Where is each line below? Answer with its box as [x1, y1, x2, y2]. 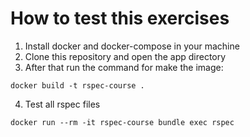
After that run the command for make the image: [24, 61, 224, 73]
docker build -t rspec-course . [10, 80, 145, 91]
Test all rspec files [24, 98, 101, 110]
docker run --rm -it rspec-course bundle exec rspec [10, 117, 235, 127]
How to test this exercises [10, 7, 230, 30]
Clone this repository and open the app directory [24, 50, 227, 62]
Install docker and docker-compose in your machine [24, 40, 240, 52]
